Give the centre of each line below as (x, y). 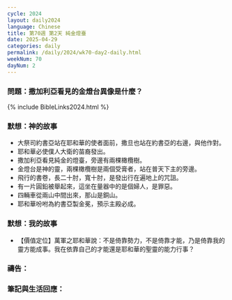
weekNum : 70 (24, 59)
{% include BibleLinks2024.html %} (58, 107)
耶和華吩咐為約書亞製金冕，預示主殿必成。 (78, 204)
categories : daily (34, 46)
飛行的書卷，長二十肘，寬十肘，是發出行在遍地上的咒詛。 (100, 178)
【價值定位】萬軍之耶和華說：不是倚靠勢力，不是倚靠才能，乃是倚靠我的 (121, 240)
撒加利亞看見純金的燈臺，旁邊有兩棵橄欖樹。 (82, 160)
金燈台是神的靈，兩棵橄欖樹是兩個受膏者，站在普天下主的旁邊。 (109, 169)
